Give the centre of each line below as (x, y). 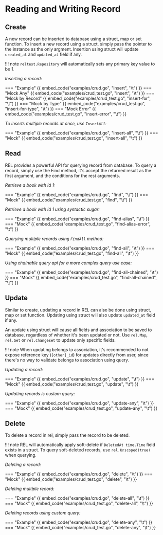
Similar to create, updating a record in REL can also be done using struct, (78, 310)
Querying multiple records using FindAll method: (54, 239)
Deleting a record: (23, 465)
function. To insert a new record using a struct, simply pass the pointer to (79, 44)
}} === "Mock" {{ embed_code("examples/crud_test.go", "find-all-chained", (81, 277)
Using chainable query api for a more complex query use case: (69, 263)
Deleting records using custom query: (43, 513)
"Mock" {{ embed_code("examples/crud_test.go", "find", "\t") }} (69, 200)
